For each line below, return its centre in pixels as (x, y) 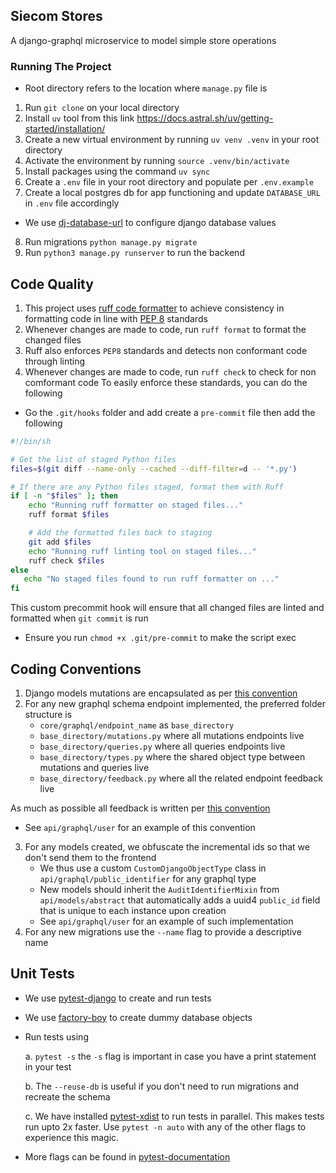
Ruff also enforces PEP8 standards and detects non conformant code (166, 350)
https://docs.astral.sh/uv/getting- (205, 118)
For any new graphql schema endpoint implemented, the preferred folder (175, 703)
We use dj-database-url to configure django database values (150, 223)
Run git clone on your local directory (102, 108)
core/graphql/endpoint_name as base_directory (137, 725)
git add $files (60, 542)
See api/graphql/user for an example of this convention (140, 827)
